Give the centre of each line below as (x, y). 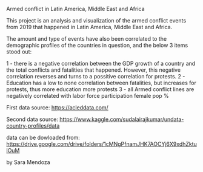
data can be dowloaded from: (43, 137)
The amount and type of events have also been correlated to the (87, 39)
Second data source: (32, 119)
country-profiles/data (33, 126)
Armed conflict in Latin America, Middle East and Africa (75, 9)
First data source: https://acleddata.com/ (58, 108)
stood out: (19, 52)
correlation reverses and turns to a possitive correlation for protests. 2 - (96, 76)
